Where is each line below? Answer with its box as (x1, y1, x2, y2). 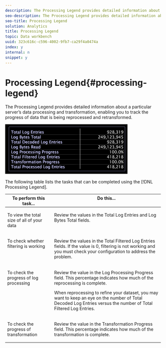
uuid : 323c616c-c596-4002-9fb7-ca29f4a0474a (5, 40, 98, 45)
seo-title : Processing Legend (5, 18, 68, 23)
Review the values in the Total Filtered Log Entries (54, 238, 156, 244)
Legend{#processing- (54, 77, 147, 88)
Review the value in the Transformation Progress (54, 321, 153, 327)
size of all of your (7, 217, 42, 223)
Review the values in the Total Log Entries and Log (54, 212, 157, 218)
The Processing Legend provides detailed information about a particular (5, 104, 152, 110)
